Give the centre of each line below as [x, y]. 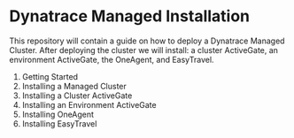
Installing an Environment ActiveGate [89, 104]
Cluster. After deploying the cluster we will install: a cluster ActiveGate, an [144, 50]
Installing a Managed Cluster [74, 86]
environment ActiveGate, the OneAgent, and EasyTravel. [112, 59]
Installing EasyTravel [59, 123]
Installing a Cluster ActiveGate [77, 96]
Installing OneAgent [58, 114]
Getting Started [50, 76]
